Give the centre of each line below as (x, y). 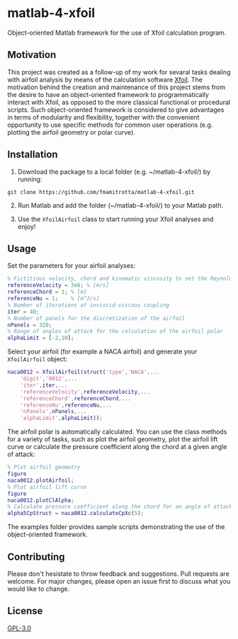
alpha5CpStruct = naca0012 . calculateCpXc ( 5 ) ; (75, 514)
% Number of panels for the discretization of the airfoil (96, 318)
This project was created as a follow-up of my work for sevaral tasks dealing (119, 72)
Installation (33, 155)
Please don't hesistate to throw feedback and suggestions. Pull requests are (119, 573)
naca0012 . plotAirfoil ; (41, 480)
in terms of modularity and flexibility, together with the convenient (103, 117)
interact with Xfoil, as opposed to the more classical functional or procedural (119, 102)
